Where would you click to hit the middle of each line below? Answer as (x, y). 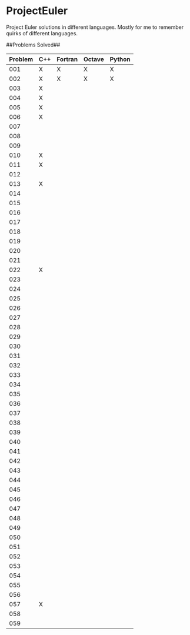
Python (120, 59)
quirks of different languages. (42, 33)
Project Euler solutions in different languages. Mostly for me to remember (95, 27)
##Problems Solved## (33, 45)
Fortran (67, 59)
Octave (94, 59)
